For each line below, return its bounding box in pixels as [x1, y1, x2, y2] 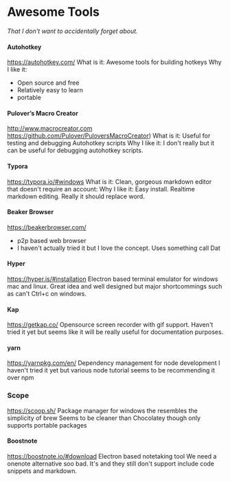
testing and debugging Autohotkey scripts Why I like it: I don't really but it [7, 139, 215, 147]
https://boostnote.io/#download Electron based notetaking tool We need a [7, 452, 217, 460]
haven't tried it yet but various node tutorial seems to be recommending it [7, 366, 215, 375]
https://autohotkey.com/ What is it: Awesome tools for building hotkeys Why [7, 58, 222, 66]
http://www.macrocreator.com [7, 125, 93, 133]
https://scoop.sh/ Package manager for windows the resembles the [7, 406, 198, 415]
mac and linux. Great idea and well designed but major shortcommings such [7, 282, 222, 290]
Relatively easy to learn [16, 86, 84, 94]
